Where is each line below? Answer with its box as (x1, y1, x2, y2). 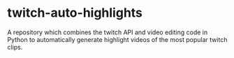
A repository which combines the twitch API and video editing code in (7, 28, 208, 36)
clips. (7, 43, 23, 51)
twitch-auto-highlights (7, 5, 143, 21)
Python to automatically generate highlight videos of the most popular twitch (7, 35, 228, 43)
